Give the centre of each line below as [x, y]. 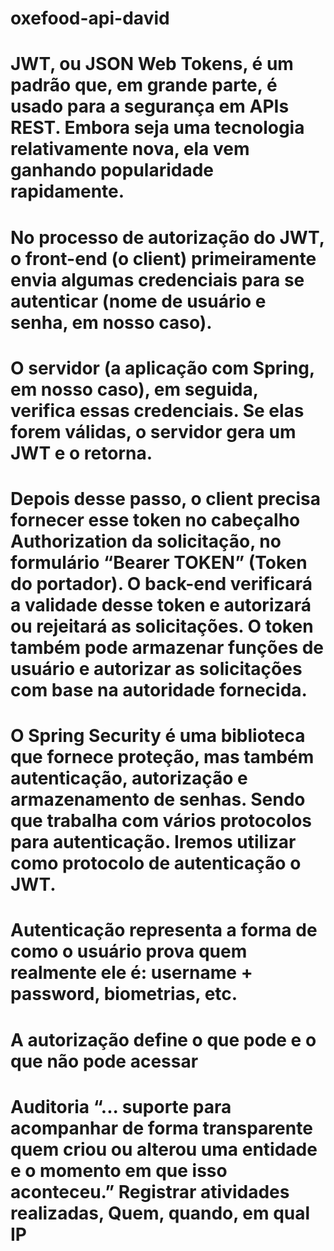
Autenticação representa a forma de [164, 930]
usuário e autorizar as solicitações [156, 668]
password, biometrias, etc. [124, 994]
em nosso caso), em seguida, [134, 389]
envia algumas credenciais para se [157, 279]
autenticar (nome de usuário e [138, 301]
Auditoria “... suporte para [121, 1106]
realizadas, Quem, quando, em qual [160, 1213]
